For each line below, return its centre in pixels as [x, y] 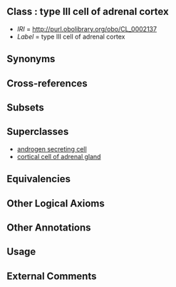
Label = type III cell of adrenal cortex [71, 36]
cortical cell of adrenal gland [59, 156]
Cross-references [47, 83]
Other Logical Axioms [56, 203]
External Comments [52, 276]
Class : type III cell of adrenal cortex [88, 12]
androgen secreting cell [52, 148]
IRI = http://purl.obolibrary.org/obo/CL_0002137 [87, 29]
